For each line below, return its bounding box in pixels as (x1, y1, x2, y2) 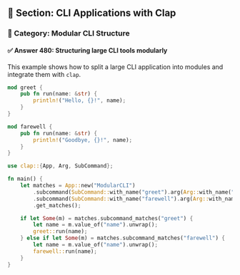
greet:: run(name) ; (33, 228, 88, 235)
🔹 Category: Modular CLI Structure (7, 28, 130, 38)
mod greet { (7, 83, 43, 91)
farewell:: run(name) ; (33, 247, 98, 255)
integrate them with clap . (7, 70, 81, 78)
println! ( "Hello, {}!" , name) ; (33, 97, 126, 104)
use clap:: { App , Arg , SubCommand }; (7, 162, 114, 170)
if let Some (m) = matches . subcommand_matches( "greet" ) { (20, 214, 194, 222)
